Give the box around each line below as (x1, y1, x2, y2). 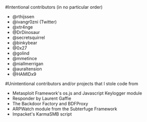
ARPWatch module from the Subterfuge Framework (12, 106, 117, 112)
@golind (12, 50, 30, 56)
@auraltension (12, 66, 42, 72)
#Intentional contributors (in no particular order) (5, 4, 103, 10)
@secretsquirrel (12, 34, 46, 40)
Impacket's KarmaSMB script (12, 111, 72, 117)
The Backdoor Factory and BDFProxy (12, 101, 88, 106)
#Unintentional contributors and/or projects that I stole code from (5, 81, 139, 87)
